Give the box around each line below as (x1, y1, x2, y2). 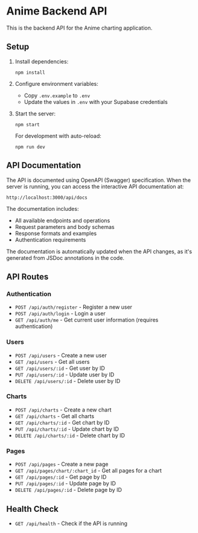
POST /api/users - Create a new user (14, 352, 107, 359)
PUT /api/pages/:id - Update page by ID (14, 480, 117, 487)
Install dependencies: (14, 57, 69, 65)
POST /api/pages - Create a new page (14, 460, 109, 468)
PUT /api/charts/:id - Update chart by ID (14, 425, 120, 433)
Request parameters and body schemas (14, 223, 115, 230)
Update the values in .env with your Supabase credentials (24, 98, 168, 105)
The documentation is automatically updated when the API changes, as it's (6, 248, 192, 255)
